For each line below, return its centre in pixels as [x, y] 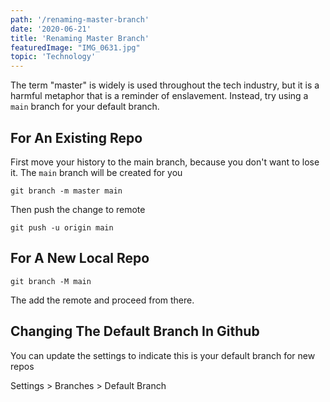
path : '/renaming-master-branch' [80, 19]
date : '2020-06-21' [51, 29]
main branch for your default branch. [85, 107]
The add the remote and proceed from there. [102, 300]
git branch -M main [51, 281]
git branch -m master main [66, 191]
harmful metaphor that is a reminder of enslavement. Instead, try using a [159, 96]
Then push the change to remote [78, 209]
